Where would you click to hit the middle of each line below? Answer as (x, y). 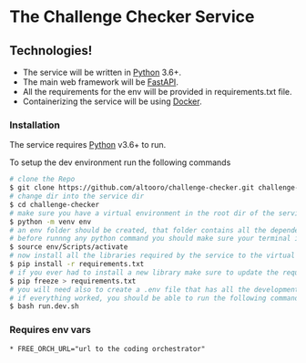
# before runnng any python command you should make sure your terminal (150, 239)
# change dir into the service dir (77, 197)
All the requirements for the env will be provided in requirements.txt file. (158, 92)
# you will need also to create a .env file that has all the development (154, 289)
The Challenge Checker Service (132, 17)
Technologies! (51, 51)
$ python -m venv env (51, 222)
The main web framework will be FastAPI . (101, 82)
